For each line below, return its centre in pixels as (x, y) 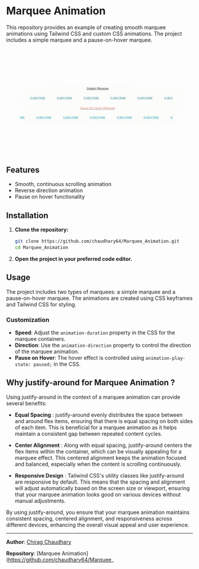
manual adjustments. (40, 501)
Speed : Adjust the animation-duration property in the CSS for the (95, 333)
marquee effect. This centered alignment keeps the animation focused (100, 458)
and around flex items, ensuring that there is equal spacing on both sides (104, 421)
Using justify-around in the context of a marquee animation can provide (93, 397)
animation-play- (165, 358)
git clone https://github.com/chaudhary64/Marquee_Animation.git (97, 241)
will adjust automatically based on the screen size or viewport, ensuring (102, 488)
